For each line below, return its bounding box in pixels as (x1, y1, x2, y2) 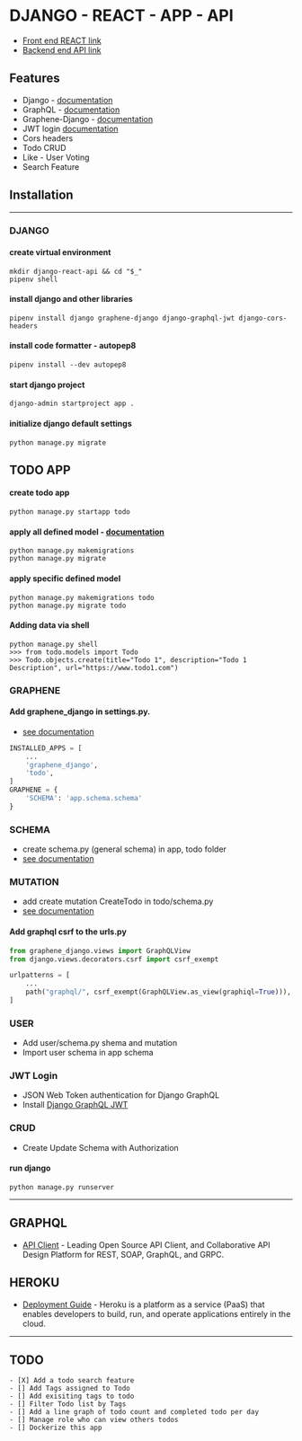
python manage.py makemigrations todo (9, 593, 155, 602)
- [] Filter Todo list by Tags (9, 1400, 127, 1409)
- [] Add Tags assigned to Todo (9, 1384, 130, 1393)
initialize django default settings (9, 418, 132, 429)
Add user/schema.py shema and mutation (22, 1038, 178, 1048)
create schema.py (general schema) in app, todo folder (22, 844, 227, 854)
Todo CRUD (22, 142, 67, 153)
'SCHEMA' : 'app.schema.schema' (25, 794, 143, 803)
